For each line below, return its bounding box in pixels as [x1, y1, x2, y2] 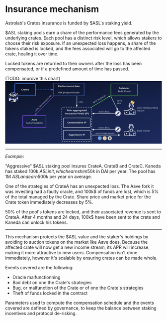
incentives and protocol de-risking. [5, 310, 77, 316]
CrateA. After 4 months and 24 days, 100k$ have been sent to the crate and [5, 214, 160, 220]
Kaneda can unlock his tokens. [5, 219, 68, 225]
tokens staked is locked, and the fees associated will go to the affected [5, 45, 151, 51]
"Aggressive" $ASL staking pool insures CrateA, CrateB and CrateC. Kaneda [5, 163, 161, 169]
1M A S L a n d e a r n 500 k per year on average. [5, 173, 92, 179]
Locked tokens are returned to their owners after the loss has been [5, 60, 142, 66]
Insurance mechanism [5, 3, 99, 15]
